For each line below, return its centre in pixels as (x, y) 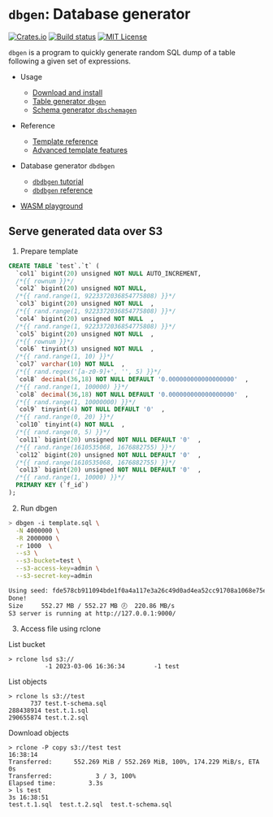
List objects (28, 682)
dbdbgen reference (63, 190)
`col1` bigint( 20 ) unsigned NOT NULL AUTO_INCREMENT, (108, 273)
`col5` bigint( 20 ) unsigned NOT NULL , (85, 334)
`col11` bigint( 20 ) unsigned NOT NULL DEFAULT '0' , (108, 440)
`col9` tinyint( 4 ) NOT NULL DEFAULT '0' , (90, 410)
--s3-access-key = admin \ (58, 569)
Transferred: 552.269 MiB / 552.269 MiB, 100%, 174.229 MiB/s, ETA (134, 762)
